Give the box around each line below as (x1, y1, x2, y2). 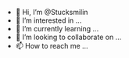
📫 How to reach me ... (15, 42, 88, 50)
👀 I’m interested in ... (15, 16, 82, 25)
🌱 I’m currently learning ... (15, 24, 99, 33)
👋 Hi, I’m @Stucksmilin (15, 8, 88, 16)
